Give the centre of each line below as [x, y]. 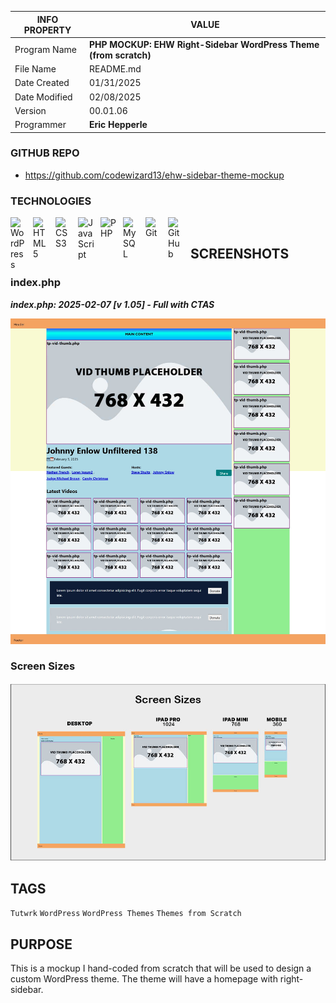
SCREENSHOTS [240, 254]
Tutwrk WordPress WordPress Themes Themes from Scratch [126, 914]
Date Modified [43, 97]
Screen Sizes [43, 666]
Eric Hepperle [118, 124]
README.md [115, 69]
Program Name [45, 50]
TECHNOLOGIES [51, 201]
